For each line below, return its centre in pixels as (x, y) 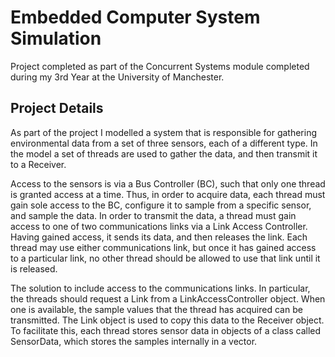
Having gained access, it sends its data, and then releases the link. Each (159, 237)
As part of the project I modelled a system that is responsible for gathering (164, 132)
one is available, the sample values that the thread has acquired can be (156, 309)
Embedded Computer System (135, 17)
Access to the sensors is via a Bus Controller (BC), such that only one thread (168, 183)
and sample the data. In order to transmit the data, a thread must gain (153, 215)
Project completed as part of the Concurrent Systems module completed (160, 66)
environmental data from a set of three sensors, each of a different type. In (164, 143)
